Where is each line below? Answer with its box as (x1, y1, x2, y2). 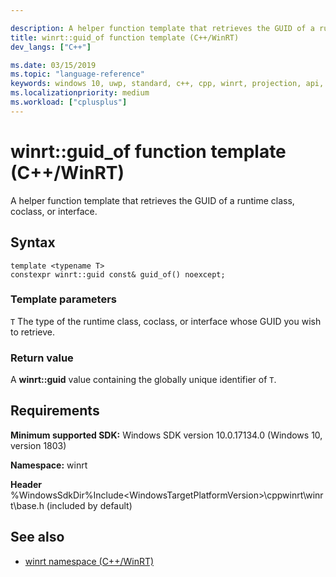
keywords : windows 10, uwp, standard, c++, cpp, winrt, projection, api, (10, 79, 325, 89)
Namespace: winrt (10, 459, 88, 471)
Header (10, 478, 42, 490)
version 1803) (10, 439, 67, 451)
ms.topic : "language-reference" (10, 69, 145, 80)
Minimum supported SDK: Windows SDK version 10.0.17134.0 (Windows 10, (10, 429, 323, 441)
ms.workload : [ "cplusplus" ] (10, 97, 128, 107)
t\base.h (10, 499, 45, 511)
